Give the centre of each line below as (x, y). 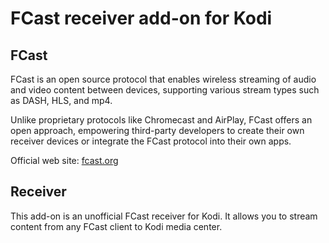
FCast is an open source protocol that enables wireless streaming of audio (163, 79)
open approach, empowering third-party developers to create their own (157, 130)
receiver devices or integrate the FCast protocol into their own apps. (151, 141)
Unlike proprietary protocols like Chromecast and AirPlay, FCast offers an (161, 120)
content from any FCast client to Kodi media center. (116, 226)
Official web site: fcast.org (64, 160)
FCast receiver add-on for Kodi (141, 18)
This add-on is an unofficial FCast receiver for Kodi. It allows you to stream (164, 216)
